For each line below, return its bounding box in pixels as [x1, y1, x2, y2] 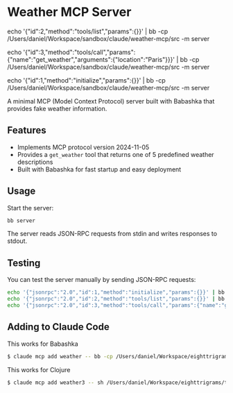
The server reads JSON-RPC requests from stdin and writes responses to [7, 230, 217, 238]
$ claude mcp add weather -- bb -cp [7, 353, 113, 360]
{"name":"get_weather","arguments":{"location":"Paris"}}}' [7, 55, 175, 63]
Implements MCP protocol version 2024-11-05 [17, 143, 150, 151]
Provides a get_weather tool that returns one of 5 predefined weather [17, 150, 214, 158]
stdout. [7, 237, 28, 245]
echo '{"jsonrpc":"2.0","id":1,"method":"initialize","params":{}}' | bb [7, 289, 225, 296]
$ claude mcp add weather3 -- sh [7, 379, 104, 386]
